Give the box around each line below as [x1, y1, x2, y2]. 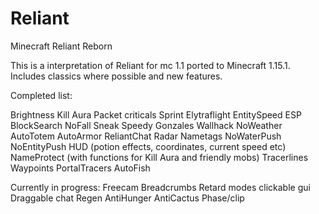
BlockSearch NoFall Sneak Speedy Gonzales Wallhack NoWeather [10, 119, 283, 131]
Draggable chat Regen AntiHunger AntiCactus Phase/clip [10, 192, 245, 204]
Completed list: [10, 89, 73, 101]
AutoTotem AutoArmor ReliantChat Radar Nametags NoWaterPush [10, 130, 282, 142]
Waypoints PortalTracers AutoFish [10, 162, 151, 174]
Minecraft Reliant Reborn [10, 40, 113, 52]
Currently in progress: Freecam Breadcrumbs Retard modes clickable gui [10, 181, 311, 193]
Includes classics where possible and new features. [10, 70, 223, 82]
